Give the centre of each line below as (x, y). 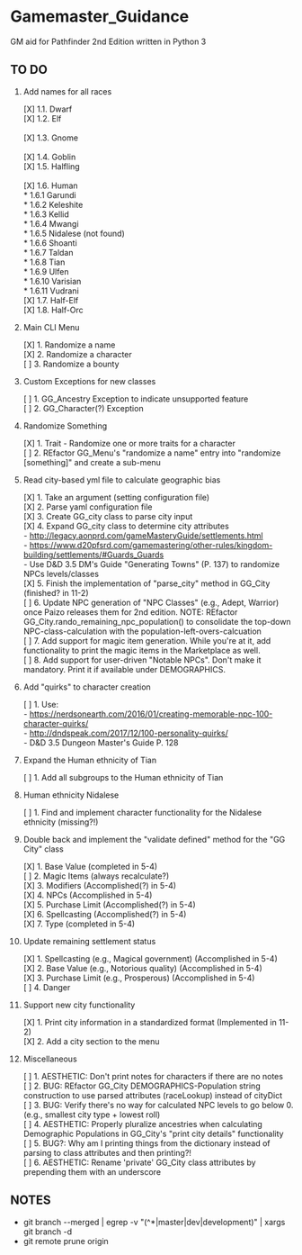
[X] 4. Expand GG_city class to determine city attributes (126, 526)
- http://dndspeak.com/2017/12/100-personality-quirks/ (125, 733)
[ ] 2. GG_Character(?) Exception (83, 408)
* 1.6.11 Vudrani (51, 291)
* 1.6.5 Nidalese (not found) (74, 233)
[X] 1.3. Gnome (51, 138)
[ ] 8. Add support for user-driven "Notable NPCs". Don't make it (142, 660)
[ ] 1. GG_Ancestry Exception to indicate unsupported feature (136, 399)
